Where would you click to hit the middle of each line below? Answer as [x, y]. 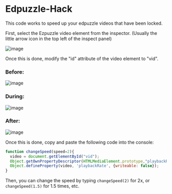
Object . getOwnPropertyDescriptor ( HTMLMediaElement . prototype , [78, 161]
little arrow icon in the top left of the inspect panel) [59, 39]
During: [15, 97]
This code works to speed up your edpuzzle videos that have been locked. [84, 23]
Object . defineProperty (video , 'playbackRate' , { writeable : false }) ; [84, 166]
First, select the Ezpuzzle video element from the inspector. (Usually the [81, 33]
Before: [15, 72]
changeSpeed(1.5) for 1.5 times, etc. [42, 186]
